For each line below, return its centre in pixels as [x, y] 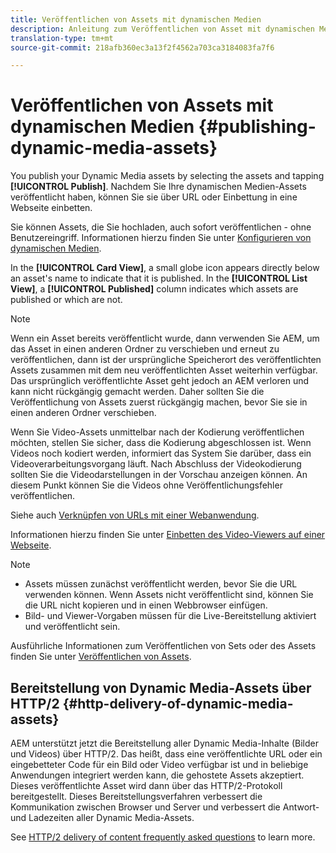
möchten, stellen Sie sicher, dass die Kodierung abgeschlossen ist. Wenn [161, 443]
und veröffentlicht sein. [72, 627]
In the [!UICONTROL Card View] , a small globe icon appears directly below [165, 268]
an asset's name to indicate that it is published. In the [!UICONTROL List [159, 278]
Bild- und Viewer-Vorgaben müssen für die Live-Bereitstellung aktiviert [170, 616]
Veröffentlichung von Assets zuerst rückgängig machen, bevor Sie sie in [159, 402]
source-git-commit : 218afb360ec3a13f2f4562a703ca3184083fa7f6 [142, 47]
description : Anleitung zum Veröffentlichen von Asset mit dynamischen [162, 29]
